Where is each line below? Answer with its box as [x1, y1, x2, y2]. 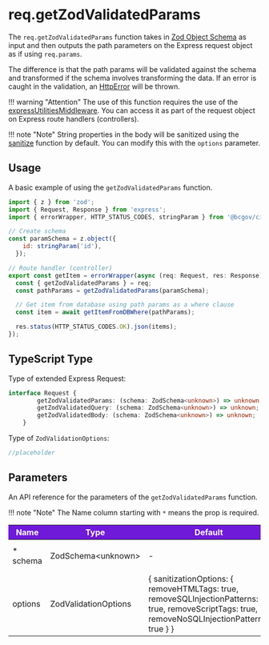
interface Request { [8, 389, 78, 397]
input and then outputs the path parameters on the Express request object [8, 40, 253, 50]
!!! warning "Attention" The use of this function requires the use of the [8, 97, 239, 106]
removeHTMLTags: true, [147, 583, 239, 594]
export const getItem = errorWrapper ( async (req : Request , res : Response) [8, 271, 263, 279]
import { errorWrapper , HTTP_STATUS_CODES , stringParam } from [8, 213, 224, 221]
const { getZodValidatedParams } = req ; [15, 278, 152, 287]
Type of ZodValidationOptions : [8, 434, 110, 443]
